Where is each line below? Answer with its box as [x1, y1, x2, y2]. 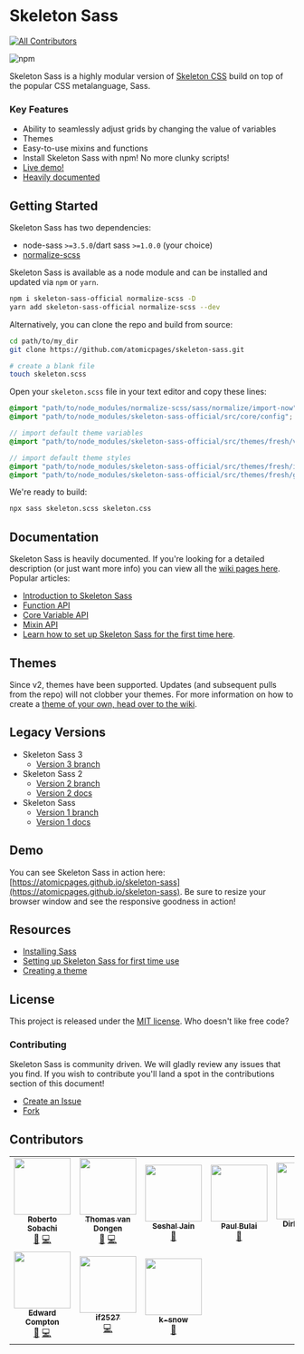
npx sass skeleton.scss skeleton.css [9, 505, 152, 514]
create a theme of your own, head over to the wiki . [9, 698, 197, 709]
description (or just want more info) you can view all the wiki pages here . [9, 564, 280, 574]
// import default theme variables [9, 428, 144, 438]
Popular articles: [9, 573, 71, 584]
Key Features [9, 103, 70, 115]
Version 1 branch [35, 807, 100, 818]
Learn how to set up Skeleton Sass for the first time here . [22, 629, 235, 640]
